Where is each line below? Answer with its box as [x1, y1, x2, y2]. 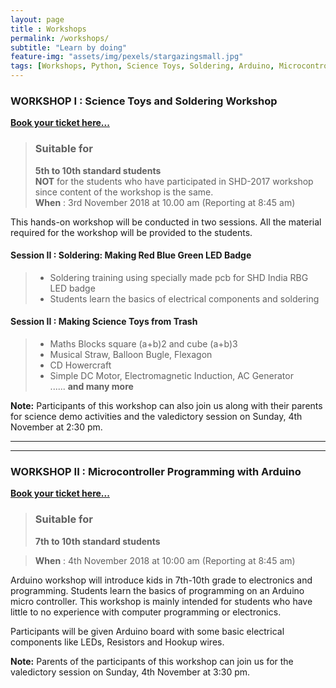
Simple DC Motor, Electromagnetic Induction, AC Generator [49, 370, 294, 381]
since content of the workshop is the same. [34, 186, 214, 198]
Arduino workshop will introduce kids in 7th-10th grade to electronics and [10, 574, 313, 586]
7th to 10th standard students [34, 535, 161, 547]
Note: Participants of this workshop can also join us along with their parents [10, 400, 323, 411]
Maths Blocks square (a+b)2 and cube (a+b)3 [49, 338, 238, 350]
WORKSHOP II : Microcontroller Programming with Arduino [10, 464, 302, 478]
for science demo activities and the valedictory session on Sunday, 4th [10, 411, 303, 422]
